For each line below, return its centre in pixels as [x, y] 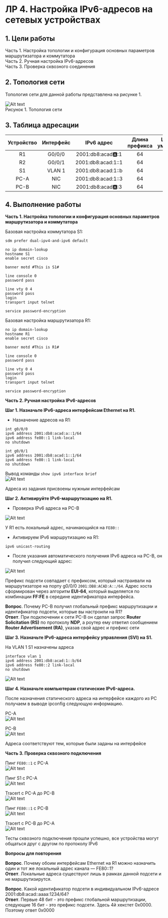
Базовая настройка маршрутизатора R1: [48, 320]
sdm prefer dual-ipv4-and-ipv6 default [47, 241]
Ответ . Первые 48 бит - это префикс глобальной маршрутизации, [76, 899]
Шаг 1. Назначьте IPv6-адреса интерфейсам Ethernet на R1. [70, 410]
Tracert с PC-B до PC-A [30, 823]
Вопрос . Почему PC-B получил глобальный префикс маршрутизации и [81, 607]
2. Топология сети [35, 82]
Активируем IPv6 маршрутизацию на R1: [56, 537]
